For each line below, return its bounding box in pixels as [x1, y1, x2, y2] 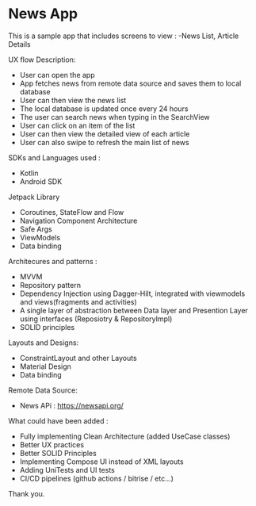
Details [8, 39, 31, 48]
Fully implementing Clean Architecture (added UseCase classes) [19, 431, 231, 441]
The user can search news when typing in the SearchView [19, 112, 210, 121]
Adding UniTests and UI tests [19, 465, 115, 474]
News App [8, 5, 78, 23]
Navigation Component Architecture [19, 216, 138, 225]
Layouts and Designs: [8, 338, 79, 347]
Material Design [19, 362, 71, 371]
